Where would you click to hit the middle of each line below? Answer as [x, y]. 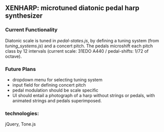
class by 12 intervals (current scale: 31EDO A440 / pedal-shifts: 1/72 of [77, 51]
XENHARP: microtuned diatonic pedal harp [72, 8]
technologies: [22, 113]
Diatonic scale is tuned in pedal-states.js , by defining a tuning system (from [82, 40]
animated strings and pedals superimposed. [57, 100]
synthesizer [24, 16]
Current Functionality [31, 30]
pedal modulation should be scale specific [55, 90]
